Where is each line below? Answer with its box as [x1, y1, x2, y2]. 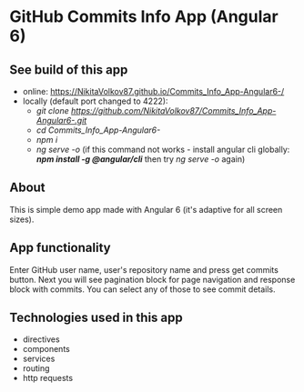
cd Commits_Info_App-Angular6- [35, 125, 161, 136]
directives [22, 334, 61, 345]
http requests [22, 373, 74, 384]
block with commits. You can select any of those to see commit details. [9, 284, 276, 295]
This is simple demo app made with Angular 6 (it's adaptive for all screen [9, 204, 283, 215]
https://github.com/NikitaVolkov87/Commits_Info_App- [71, 106, 277, 116]
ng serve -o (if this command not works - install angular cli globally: [35, 144, 290, 155]
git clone [35, 106, 70, 116]
